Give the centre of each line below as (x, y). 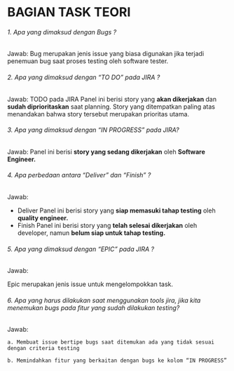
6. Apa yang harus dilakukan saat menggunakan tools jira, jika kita (104, 300)
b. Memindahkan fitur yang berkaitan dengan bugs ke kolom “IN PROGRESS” (117, 361)
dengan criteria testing (43, 349)
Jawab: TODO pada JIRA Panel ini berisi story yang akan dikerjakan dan (112, 99)
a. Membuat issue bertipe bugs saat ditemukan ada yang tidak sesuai (111, 342)
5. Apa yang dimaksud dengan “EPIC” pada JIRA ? (81, 249)
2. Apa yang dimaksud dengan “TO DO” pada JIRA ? (84, 77)
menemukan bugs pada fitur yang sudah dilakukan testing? (94, 308)
